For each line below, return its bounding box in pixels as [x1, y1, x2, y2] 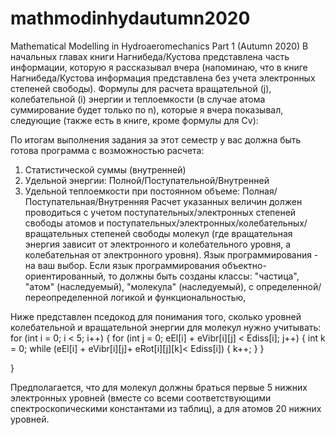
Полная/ [242, 185, 278, 197]
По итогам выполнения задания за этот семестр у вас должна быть [10, 133, 302, 146]
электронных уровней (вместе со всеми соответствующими [10, 392, 272, 404]
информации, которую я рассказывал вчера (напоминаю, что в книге [10, 61, 308, 73]
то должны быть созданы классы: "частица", [108, 270, 300, 282]
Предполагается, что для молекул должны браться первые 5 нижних [10, 381, 308, 393]
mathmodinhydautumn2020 [10, 7, 251, 30]
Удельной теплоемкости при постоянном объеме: [24, 185, 241, 197]
